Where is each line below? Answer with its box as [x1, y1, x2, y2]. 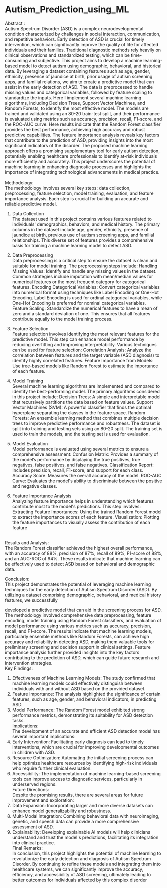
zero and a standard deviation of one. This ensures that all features [12, 310, 151, 316]
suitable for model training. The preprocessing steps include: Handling [12, 263, 158, 269]
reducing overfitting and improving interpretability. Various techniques [12, 341, 157, 347]
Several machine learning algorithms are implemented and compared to [12, 383, 160, 389]
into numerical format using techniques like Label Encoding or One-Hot [12, 289, 159, 295]
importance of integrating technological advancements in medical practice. [5, 169, 160, 175]
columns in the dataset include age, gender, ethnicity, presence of [12, 226, 149, 232]
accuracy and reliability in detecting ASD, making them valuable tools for [5, 639, 155, 645]
